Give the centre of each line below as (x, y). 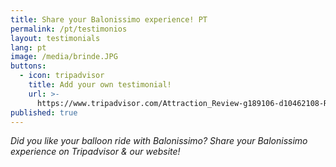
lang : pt (28, 47)
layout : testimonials (55, 38)
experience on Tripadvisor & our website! (95, 152)
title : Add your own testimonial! (100, 85)
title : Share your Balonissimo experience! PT (109, 19)
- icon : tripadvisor (62, 76)
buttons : (28, 66)
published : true (44, 112)
